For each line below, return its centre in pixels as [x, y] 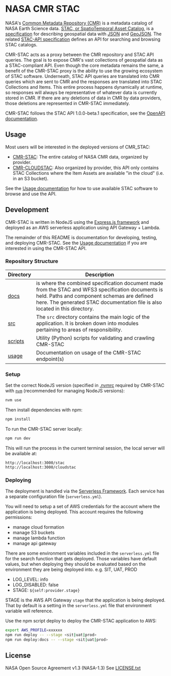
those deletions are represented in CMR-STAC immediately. [68, 103]
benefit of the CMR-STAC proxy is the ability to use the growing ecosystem [84, 71]
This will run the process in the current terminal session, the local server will [85, 448]
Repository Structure [32, 262]
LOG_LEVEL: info [30, 580]
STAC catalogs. [21, 44]
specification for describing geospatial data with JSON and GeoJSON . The [83, 34]
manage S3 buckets [34, 533]
